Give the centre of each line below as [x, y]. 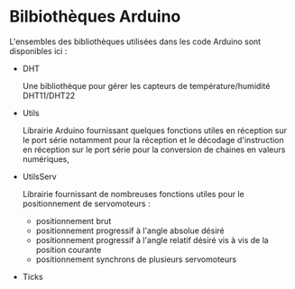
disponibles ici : [38, 50]
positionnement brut [74, 221]
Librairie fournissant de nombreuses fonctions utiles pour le [134, 194]
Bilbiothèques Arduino [95, 17]
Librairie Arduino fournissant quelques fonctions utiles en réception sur [154, 130]
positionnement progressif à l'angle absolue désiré [130, 230]
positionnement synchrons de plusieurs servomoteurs [136, 259]
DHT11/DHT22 [49, 95]
